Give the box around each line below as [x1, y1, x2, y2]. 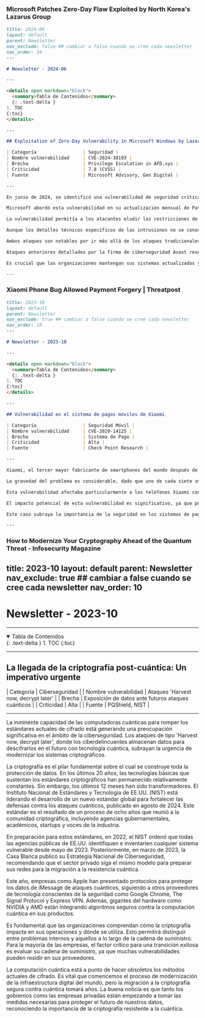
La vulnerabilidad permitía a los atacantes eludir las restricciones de [6, 216, 198, 222]
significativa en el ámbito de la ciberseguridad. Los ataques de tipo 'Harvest [6, 732, 198, 739]
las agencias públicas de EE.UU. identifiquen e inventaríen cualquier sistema [6, 840, 198, 847]
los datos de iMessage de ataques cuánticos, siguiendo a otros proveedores [6, 884, 198, 892]
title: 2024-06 [6, 26, 45, 32]
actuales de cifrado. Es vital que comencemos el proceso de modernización [6, 973, 198, 980]
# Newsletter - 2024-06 [6, 66, 67, 72]
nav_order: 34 [6, 49, 43, 55]
